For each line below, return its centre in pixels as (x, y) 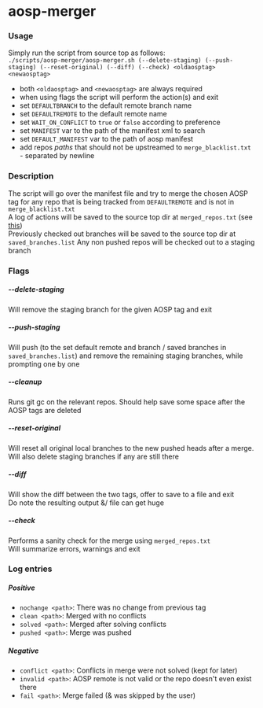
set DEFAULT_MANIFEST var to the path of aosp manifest (106, 139)
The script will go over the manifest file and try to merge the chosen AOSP (128, 193)
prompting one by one (44, 363)
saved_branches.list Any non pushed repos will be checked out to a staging (131, 242)
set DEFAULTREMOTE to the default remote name (93, 114)
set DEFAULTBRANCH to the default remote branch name (106, 105)
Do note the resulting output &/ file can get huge (86, 503)
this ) (15, 225)
